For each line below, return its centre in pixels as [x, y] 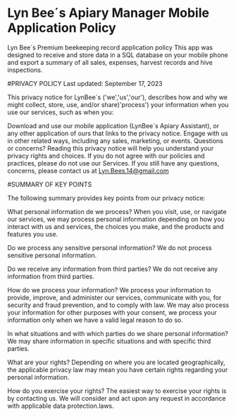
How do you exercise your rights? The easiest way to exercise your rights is [117, 391]
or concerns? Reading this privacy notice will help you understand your [111, 148]
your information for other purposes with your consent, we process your [112, 312]
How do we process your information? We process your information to [109, 290]
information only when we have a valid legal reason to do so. [95, 320]
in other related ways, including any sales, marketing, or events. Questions [115, 141]
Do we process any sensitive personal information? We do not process [110, 247]
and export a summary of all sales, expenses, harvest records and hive [110, 62]
